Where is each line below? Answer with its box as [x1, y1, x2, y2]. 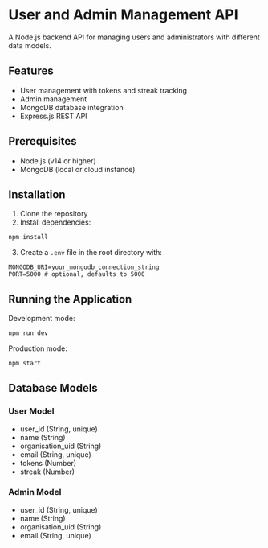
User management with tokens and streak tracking [19, 85, 187, 95]
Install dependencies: [19, 217, 91, 227]
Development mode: [8, 314, 75, 323]
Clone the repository [19, 209, 88, 219]
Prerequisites [8, 134, 77, 148]
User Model [8, 406, 55, 417]
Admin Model [8, 487, 62, 498]
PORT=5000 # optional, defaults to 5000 [8, 270, 146, 278]
